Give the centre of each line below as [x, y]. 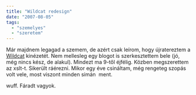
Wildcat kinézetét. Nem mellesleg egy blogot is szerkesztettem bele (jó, [93, 56]
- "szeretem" [27, 33]
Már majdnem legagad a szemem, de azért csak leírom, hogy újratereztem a [98, 50]
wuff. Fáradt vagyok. [31, 86]
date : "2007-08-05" [30, 17]
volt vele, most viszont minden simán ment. [59, 75]
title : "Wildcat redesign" [39, 11]
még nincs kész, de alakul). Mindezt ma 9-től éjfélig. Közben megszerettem [97, 62]
